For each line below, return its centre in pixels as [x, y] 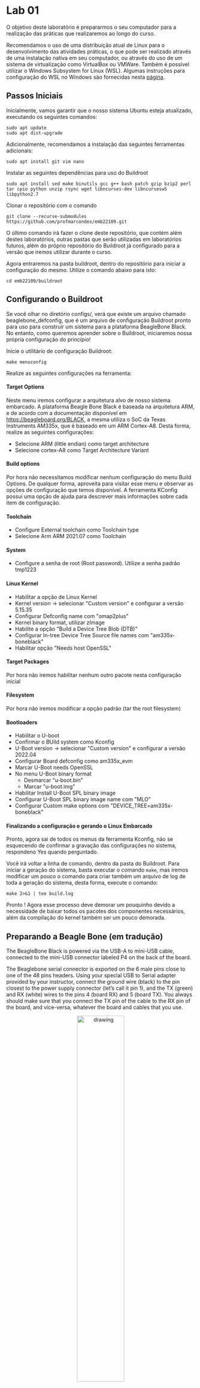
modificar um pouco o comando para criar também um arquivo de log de [96, 876]
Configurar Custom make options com [62, 806]
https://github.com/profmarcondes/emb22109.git [67, 222]
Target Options [25, 387]
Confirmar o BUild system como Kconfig [65, 742]
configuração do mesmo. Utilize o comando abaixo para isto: [81, 270]
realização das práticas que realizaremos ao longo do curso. [81, 33]
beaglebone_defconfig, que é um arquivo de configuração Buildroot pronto [99, 320]
